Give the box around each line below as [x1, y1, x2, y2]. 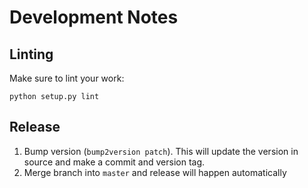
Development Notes [9, 6, 179, 29]
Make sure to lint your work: [9, 72, 125, 84]
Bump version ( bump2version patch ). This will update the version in [23, 145, 299, 157]
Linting [9, 46, 54, 63]
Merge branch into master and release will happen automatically [23, 166, 287, 178]
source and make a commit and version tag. [23, 156, 206, 168]
